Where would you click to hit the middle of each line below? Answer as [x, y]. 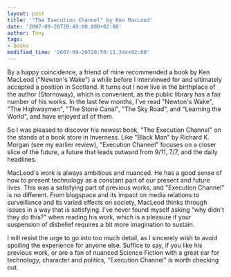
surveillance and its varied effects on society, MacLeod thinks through [107, 202]
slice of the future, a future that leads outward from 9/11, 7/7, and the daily [112, 152]
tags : [15, 40]
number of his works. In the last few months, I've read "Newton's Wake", [110, 101]
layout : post [26, 14]
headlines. [22, 159]
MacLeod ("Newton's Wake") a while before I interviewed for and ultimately [115, 79]
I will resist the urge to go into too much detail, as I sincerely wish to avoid [112, 237]
